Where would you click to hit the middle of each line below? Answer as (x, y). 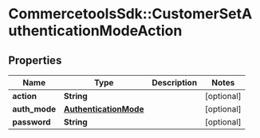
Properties (35, 60)
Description (174, 83)
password (32, 122)
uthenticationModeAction (95, 31)
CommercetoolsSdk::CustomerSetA (130, 14)
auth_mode (34, 109)
